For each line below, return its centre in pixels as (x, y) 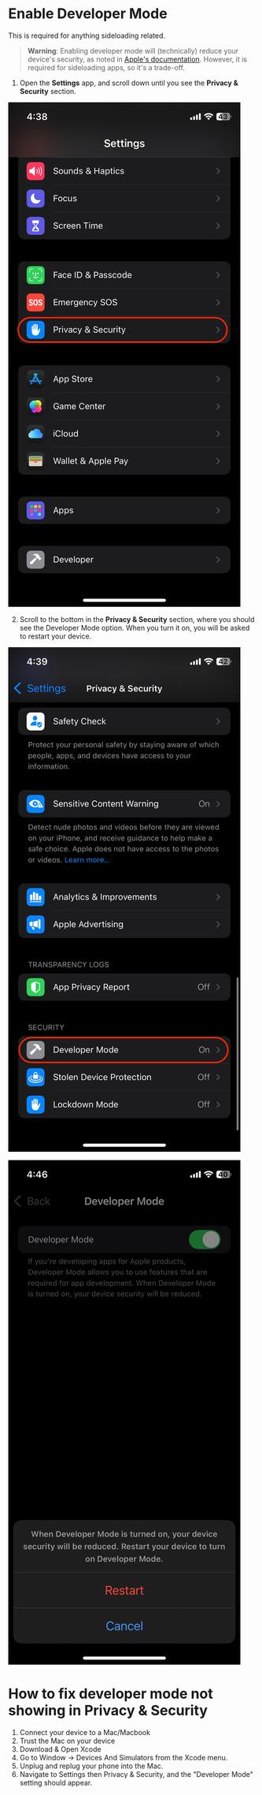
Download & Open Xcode (60, 1749)
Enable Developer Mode (88, 14)
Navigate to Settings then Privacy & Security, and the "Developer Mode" (137, 1774)
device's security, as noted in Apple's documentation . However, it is (137, 59)
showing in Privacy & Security (108, 1711)
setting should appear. (56, 1782)
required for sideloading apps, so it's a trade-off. (106, 67)
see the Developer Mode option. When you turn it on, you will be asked (135, 628)
